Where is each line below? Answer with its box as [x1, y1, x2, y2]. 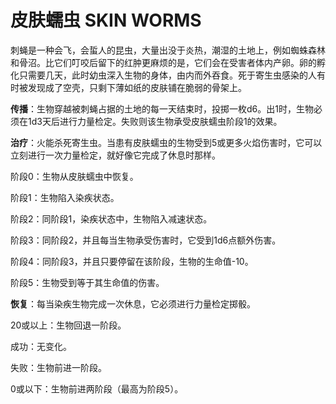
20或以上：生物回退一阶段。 [10, 319, 127, 331]
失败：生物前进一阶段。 [10, 361, 107, 373]
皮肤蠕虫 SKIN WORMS [10, 9, 202, 32]
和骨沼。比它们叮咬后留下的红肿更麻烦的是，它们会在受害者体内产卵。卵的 [10, 56, 317, 68]
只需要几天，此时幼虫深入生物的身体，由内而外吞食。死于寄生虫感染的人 [18, 69, 317, 81]
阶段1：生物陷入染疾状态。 [10, 191, 120, 203]
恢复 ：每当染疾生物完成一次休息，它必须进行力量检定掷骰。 [10, 297, 256, 310]
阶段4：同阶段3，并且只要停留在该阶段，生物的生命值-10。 [10, 255, 254, 267]
